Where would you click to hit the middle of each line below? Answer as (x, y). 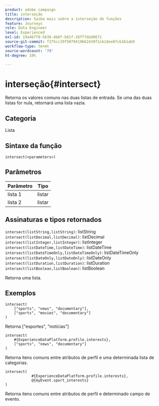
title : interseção (24, 14)
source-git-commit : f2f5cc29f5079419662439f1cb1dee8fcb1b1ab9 (70, 42)
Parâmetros (23, 172)
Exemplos (20, 293)
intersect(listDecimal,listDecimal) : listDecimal (55, 237)
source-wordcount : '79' (29, 51)
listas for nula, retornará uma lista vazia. (45, 103)
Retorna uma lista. (23, 278)
